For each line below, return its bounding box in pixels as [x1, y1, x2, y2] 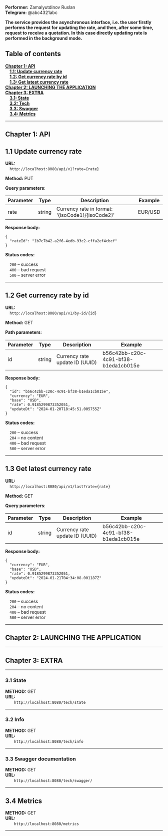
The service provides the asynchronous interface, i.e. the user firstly [5, 20, 151, 25]
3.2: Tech [9, 100, 30, 106]
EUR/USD [137, 209, 160, 216]
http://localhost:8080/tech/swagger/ [14, 778, 92, 783]
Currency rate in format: [56, 205, 113, 212]
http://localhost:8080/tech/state [14, 700, 86, 705]
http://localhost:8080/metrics [14, 821, 79, 826]
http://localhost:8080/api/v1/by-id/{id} [9, 310, 97, 316]
